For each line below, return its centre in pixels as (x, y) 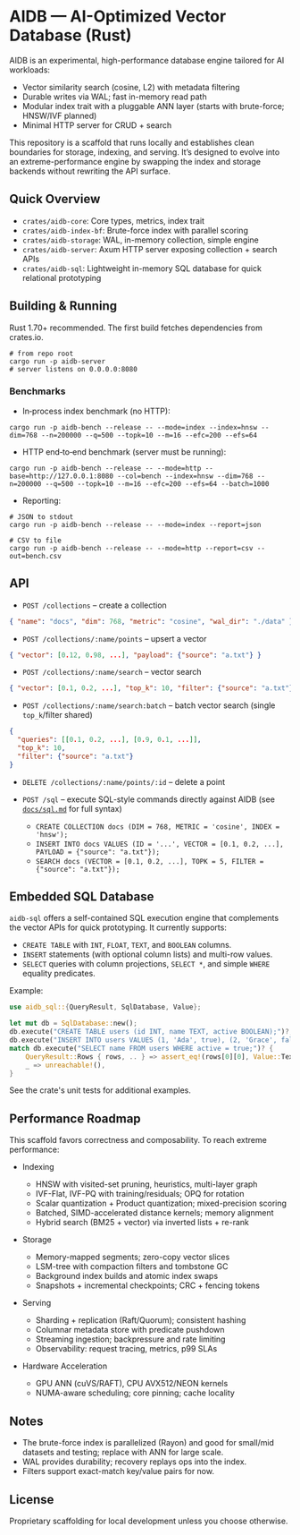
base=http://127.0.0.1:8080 (62, 476)
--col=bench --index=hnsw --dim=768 (185, 476)
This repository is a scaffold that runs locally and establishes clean (132, 142)
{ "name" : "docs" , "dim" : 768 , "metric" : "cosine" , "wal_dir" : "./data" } (151, 621)
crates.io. (26, 337)
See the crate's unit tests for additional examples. (100, 1090)
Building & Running (63, 306)
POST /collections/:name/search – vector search (112, 672)
